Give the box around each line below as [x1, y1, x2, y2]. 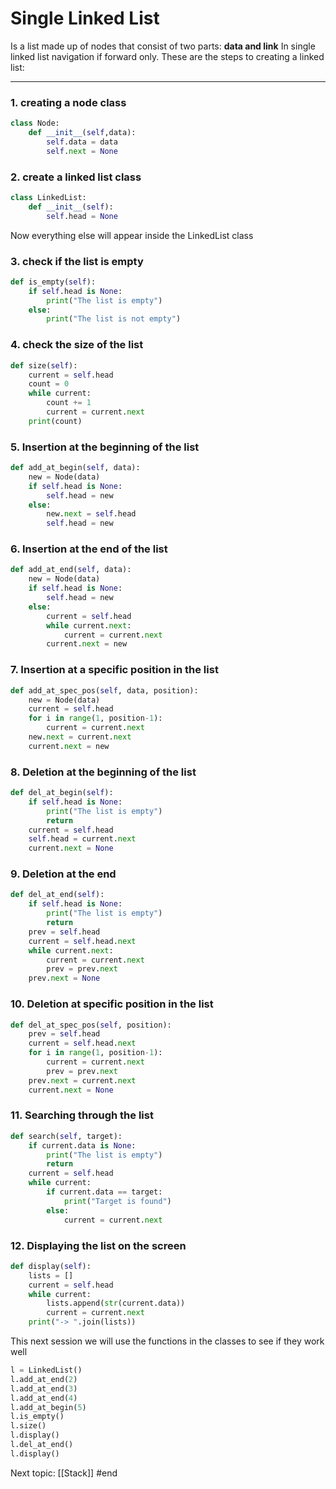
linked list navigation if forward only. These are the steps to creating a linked [10, 50, 325, 62]
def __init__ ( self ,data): [28, 128, 137, 138]
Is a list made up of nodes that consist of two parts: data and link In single [10, 40, 316, 52]
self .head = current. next [28, 834, 137, 844]
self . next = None [46, 146, 118, 156]
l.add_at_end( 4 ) [10, 1393, 78, 1403]
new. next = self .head [46, 509, 137, 519]
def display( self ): [10, 1261, 92, 1271]
